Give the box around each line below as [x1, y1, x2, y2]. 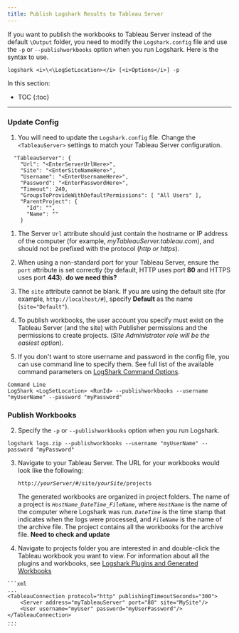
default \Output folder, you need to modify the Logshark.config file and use [7, 37, 228, 46]
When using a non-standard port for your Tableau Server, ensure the [17, 257, 219, 267]
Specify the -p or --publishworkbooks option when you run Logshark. [17, 426, 220, 435]
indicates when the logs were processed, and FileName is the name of [17, 515, 222, 523]
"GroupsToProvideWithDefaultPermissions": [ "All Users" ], [20, 191, 202, 199]
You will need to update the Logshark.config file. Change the [17, 133, 196, 142]
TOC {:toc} [17, 92, 50, 101]
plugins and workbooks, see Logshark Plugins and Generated [17, 559, 198, 568]
